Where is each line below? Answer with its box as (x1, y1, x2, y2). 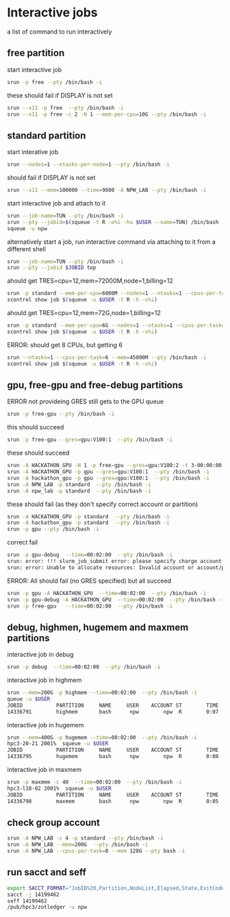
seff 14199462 (7, 897, 48, 905)
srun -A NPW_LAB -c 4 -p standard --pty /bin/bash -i (7, 835, 164, 842)
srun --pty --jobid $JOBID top (7, 264, 97, 271)
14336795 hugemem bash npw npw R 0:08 (7, 753, 219, 760)
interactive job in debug (7, 651, 74, 659)
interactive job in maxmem (7, 766, 82, 774)
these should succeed (7, 449, 70, 457)
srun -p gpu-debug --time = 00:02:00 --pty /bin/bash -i (7, 551, 173, 559)
